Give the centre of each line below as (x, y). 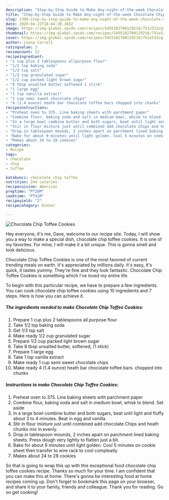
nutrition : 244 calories (32, 182)
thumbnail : (17, 33)
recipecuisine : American (32, 187)
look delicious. (21, 250)
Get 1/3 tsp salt (29, 330)
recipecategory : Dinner (31, 205)
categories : (18, 145)
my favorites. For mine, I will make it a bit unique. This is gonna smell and (81, 244)
